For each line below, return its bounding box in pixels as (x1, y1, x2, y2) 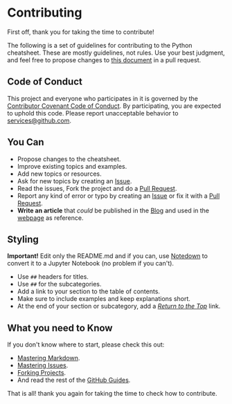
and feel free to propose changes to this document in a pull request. (7, 55, 202, 64)
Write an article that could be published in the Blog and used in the (17, 206, 210, 214)
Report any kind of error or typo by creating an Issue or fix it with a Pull (17, 192, 220, 200)
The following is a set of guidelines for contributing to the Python (7, 41, 193, 49)
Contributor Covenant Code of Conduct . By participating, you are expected (7, 102, 222, 110)
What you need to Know (7, 322, 113, 333)
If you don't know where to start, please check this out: (7, 340, 165, 349)
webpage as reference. (17, 213, 84, 222)
